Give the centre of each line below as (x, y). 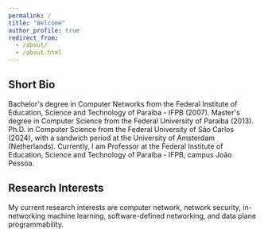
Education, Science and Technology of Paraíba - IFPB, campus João (120, 154)
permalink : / (30, 16)
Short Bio (32, 85)
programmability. (36, 224)
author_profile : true (44, 30)
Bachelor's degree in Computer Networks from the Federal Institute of (123, 103)
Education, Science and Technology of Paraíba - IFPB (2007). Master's (124, 112)
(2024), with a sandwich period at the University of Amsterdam (112, 138)
